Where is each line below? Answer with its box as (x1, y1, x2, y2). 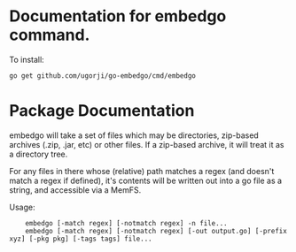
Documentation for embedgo (9, 6, 227, 27)
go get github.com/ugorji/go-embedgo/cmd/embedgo (9, 71, 197, 80)
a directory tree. (9, 149, 68, 159)
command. (9, 25, 90, 45)
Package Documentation (9, 101, 195, 121)
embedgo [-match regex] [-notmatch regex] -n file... (25, 218, 228, 227)
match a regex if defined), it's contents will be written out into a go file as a (9, 175, 282, 186)
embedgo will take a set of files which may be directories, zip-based (9, 130, 259, 141)
